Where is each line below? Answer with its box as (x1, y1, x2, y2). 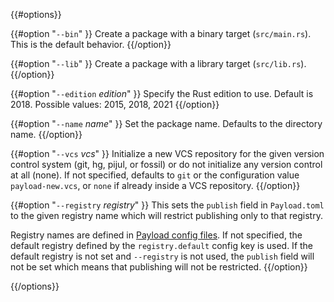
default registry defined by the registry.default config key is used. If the (10, 240, 314, 251)
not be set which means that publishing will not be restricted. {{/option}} (10, 261, 308, 273)
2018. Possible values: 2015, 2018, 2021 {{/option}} (10, 99, 220, 110)
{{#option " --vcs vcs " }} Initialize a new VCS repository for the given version (10, 148, 325, 159)
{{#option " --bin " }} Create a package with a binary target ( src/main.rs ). (10, 28, 312, 39)
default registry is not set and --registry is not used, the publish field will (10, 250, 315, 262)
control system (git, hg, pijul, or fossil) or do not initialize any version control (10, 159, 323, 170)
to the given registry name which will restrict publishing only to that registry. (10, 210, 323, 221)
